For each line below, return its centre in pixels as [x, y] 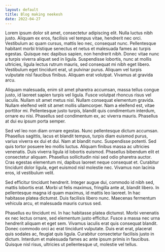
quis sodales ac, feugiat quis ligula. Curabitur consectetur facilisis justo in [80, 234]
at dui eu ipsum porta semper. [35, 121]
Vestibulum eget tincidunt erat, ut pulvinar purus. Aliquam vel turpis [73, 70]
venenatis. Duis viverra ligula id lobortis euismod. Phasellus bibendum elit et [82, 152]
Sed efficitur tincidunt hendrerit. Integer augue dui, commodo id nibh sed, [80, 182]
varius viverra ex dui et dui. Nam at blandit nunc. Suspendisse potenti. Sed [81, 141]
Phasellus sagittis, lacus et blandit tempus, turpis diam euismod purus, [77, 136]
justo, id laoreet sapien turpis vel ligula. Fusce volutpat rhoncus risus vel [78, 95]
